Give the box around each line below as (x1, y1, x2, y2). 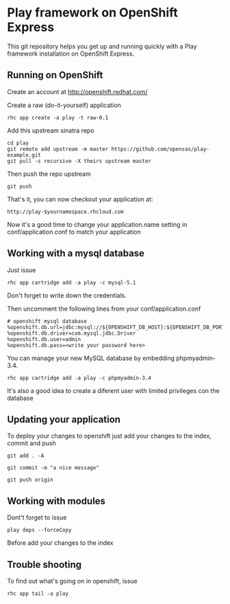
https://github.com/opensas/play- (111, 146, 210, 153)
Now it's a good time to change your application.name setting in (7, 220, 188, 228)
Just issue (7, 266, 36, 274)
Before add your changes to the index (7, 539, 114, 547)
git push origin (7, 476, 53, 484)
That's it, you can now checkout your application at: (7, 194, 153, 203)
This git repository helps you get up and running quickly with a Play (7, 42, 197, 50)
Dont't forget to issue (7, 513, 67, 522)
